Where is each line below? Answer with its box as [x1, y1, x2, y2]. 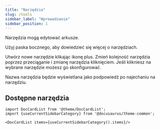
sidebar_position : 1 [5, 21, 48, 26]
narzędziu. [5, 79, 27, 85]
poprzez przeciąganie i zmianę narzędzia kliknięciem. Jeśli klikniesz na [5, 59, 151, 65]
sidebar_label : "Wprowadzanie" [5, 16, 70, 21]
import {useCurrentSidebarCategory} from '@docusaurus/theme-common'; [5, 111, 155, 117]
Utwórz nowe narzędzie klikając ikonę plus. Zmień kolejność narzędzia [5, 54, 151, 60]
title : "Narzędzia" [5, 7, 46, 12]
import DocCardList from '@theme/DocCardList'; [5, 107, 106, 112]
